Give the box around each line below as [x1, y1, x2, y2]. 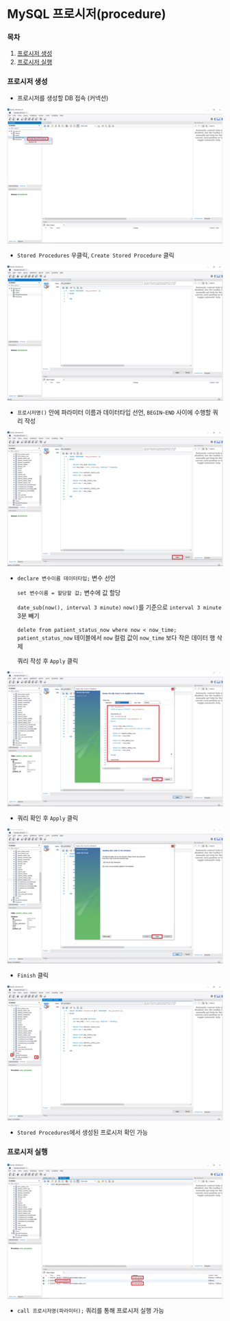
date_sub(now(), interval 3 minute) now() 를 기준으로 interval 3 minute [16, 602, 222, 611]
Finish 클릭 [16, 971, 49, 979]
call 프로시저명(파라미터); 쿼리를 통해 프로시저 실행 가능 [16, 1307, 164, 1315]
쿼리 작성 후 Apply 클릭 [16, 657, 79, 665]
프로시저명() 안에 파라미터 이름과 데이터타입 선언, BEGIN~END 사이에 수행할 [16, 408, 212, 416]
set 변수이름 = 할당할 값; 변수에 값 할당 [16, 588, 121, 596]
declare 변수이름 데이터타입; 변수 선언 [16, 574, 116, 582]
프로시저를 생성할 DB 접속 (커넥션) [16, 93, 109, 102]
